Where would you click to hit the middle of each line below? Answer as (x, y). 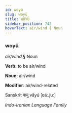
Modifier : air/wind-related (32, 86)
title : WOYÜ (17, 19)
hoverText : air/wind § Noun (34, 28)
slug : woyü (16, 14)
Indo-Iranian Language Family (36, 105)
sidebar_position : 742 (28, 24)
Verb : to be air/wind (25, 66)
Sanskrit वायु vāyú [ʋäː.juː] (30, 95)
